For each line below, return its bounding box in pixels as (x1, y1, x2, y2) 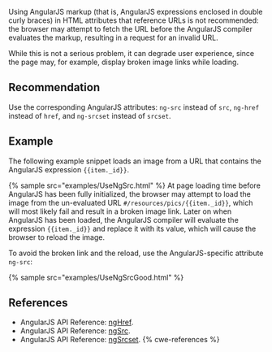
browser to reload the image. (8, 232, 106, 242)
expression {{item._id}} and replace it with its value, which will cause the (8, 224, 257, 233)
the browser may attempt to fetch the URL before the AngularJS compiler (8, 24, 253, 33)
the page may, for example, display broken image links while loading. (8, 57, 240, 67)
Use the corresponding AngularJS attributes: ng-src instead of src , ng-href (8, 102, 260, 112)
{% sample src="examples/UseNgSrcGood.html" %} (8, 272, 184, 282)
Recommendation (8, 80, 100, 94)
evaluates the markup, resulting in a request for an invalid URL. (8, 33, 219, 42)
